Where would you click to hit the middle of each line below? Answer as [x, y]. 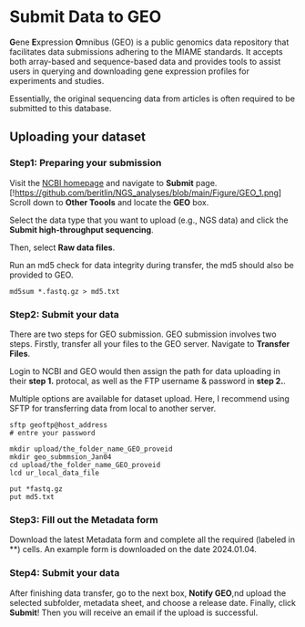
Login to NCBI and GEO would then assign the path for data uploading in [145, 371]
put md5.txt [32, 496]
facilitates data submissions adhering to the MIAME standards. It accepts [147, 51]
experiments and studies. [57, 80]
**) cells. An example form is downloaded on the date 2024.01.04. [133, 549]
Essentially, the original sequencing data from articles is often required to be [152, 99]
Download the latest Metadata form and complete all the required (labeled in [152, 539]
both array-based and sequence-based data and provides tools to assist [145, 61]
